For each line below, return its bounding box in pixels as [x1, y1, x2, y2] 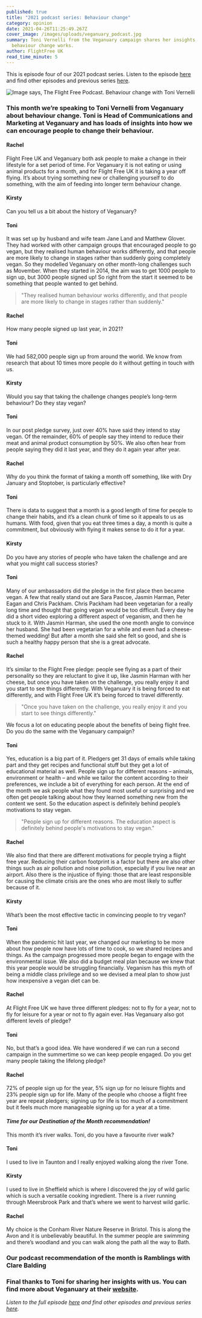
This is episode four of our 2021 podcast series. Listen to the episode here [6, 70, 191, 77]
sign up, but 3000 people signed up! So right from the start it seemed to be [6, 273, 193, 281]
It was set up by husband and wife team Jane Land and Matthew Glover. [6, 235, 186, 242]
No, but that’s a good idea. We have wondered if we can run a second [6, 1044, 180, 1052]
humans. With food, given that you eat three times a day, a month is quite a [6, 519, 192, 527]
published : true [6, 8, 47, 15]
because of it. [6, 884, 41, 891]
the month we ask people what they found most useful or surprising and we [6, 787, 194, 794]
